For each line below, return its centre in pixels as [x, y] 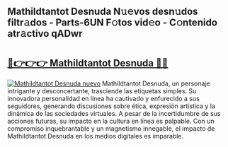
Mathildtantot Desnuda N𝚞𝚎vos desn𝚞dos [103, 12]
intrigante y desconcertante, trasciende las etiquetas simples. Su [102, 91]
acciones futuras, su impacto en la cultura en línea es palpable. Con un [111, 121]
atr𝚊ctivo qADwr [45, 34]
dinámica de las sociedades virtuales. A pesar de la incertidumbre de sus [114, 113]
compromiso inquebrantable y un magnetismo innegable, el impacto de [111, 129]
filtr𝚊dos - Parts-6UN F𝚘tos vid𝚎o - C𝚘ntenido [113, 23]
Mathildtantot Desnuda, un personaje [156, 83]
